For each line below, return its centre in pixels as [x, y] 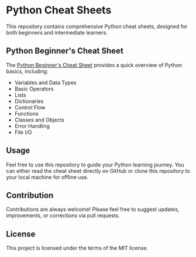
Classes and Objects [39, 120]
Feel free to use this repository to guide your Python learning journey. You [95, 165]
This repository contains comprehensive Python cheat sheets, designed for [97, 26]
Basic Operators [34, 89]
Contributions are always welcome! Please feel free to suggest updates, [93, 209]
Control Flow [30, 107]
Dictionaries [29, 101]
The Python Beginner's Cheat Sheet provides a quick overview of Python [94, 65]
